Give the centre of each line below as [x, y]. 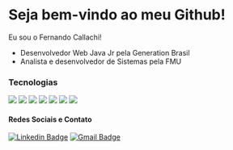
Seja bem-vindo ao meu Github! [117, 15]
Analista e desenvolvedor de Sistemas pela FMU [101, 61]
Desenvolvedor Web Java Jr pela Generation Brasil [105, 52]
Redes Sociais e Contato [50, 119]
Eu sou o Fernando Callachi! [55, 37]
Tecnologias [33, 82]
